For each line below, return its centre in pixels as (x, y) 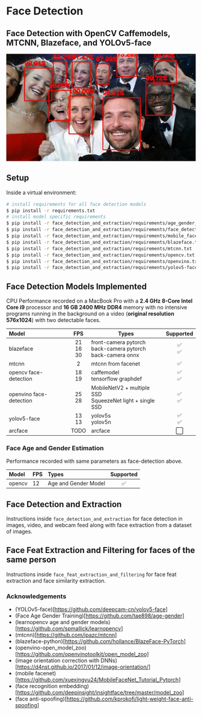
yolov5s (101, 415)
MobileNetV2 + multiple (121, 388)
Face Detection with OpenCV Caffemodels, (88, 33)
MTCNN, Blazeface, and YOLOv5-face (79, 42)
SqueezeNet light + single (123, 400)
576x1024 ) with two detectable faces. (54, 320)
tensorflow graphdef (117, 379)
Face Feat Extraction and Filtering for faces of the (101, 550)
